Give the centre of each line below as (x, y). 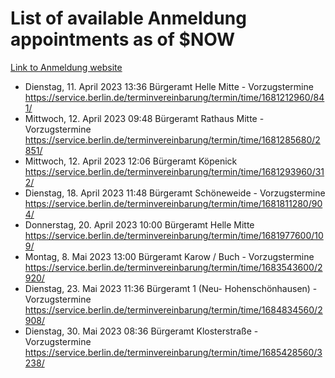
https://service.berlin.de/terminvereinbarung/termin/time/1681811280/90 (173, 203)
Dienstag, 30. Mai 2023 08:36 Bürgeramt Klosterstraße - (141, 331)
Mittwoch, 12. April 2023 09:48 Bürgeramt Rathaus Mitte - (144, 118)
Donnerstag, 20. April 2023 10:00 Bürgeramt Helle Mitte (139, 224)
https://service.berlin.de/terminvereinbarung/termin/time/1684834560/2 (173, 309)
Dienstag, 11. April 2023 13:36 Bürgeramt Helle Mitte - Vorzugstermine (169, 86)
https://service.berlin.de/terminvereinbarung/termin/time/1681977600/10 (174, 235)
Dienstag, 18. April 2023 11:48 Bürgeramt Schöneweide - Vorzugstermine (175, 193)
